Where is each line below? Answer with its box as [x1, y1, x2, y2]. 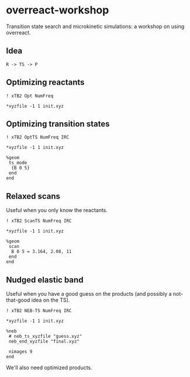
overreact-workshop [6, 4, 109, 17]
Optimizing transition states [6, 119, 110, 129]
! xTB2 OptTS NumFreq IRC [6, 134, 69, 140]
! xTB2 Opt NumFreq [6, 93, 54, 99]
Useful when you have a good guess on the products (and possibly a [6, 290, 172, 297]
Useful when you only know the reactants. [6, 207, 108, 214]
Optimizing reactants [6, 77, 85, 88]
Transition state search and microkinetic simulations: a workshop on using [6, 23, 185, 30]
